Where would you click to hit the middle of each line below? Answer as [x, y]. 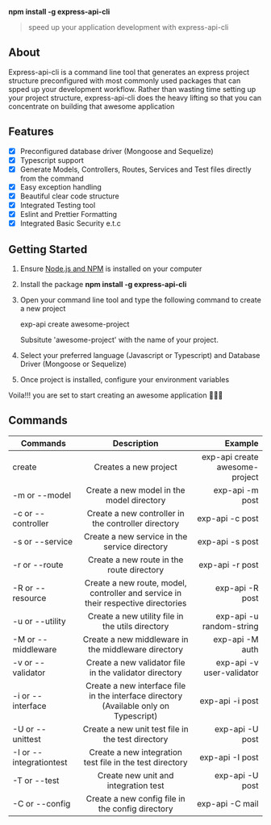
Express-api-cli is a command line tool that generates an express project [129, 72]
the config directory [135, 808]
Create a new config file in [135, 798]
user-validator [231, 673]
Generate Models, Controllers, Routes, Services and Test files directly [135, 169]
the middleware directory [136, 649]
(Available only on [136, 706]
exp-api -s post [228, 541]
